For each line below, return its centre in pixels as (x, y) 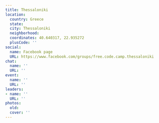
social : (13, 47)
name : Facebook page (31, 52)
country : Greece (27, 19)
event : (12, 75)
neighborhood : (24, 33)
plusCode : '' (23, 43)
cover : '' (20, 113)
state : (17, 24)
